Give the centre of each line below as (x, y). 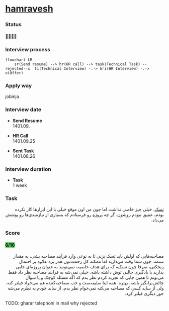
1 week (20, 185)
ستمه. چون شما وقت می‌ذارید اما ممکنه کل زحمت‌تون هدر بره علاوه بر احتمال (91, 261)
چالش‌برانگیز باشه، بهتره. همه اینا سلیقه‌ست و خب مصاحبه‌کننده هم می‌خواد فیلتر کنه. (85, 283)
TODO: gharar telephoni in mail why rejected (51, 303)
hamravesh (29, 9)
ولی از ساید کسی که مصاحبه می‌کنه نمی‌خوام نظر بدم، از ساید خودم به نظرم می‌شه (86, 288)
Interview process (28, 49)
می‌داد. (157, 220)
